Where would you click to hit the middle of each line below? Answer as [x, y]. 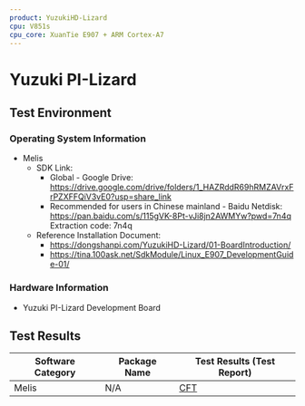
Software [55, 362]
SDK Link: [54, 168]
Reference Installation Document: [98, 236]
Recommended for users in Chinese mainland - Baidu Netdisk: [166, 207]
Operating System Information [78, 139]
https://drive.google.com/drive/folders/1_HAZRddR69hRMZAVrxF [172, 188]
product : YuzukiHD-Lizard [58, 18]
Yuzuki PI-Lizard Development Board [92, 307]
